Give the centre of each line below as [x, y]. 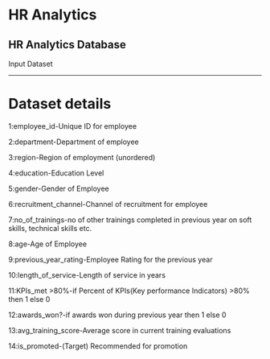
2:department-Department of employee [74, 142]
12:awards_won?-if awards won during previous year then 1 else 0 [117, 315]
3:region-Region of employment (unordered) [82, 157]
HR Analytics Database [67, 45]
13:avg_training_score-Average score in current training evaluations [120, 330]
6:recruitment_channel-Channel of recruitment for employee [108, 204]
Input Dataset [31, 64]
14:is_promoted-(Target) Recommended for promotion [98, 346]
